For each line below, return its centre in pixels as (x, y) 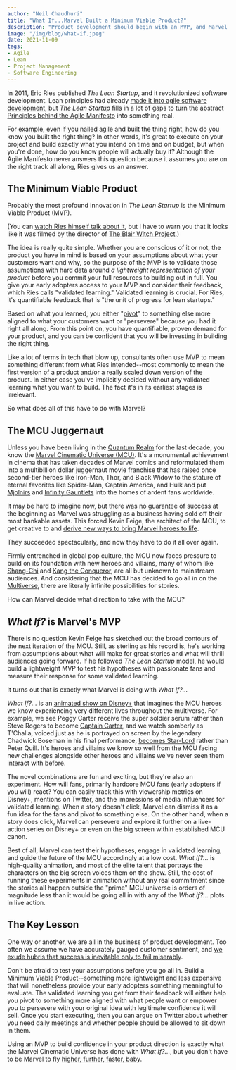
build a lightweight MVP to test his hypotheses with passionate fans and (111, 668)
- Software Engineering (42, 73)
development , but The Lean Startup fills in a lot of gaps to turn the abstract (116, 108)
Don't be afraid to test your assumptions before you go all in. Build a (106, 970)
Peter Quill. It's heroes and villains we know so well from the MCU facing (112, 748)
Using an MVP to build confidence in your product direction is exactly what (116, 1044)
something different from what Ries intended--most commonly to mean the (116, 365)
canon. (17, 836)
